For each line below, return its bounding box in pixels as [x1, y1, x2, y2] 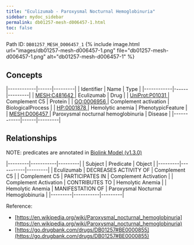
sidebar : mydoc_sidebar [6, 14, 64, 20]
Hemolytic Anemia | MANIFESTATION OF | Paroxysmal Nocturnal [6, 185, 162, 192]
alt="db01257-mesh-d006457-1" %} [47, 53, 135, 60]
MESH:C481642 [34, 92, 74, 99]
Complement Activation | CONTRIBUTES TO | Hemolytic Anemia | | [6, 178, 167, 185]
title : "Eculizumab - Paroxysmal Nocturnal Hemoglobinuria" [6, 8, 156, 15]
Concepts [6, 70, 43, 80]
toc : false [6, 24, 33, 31]
